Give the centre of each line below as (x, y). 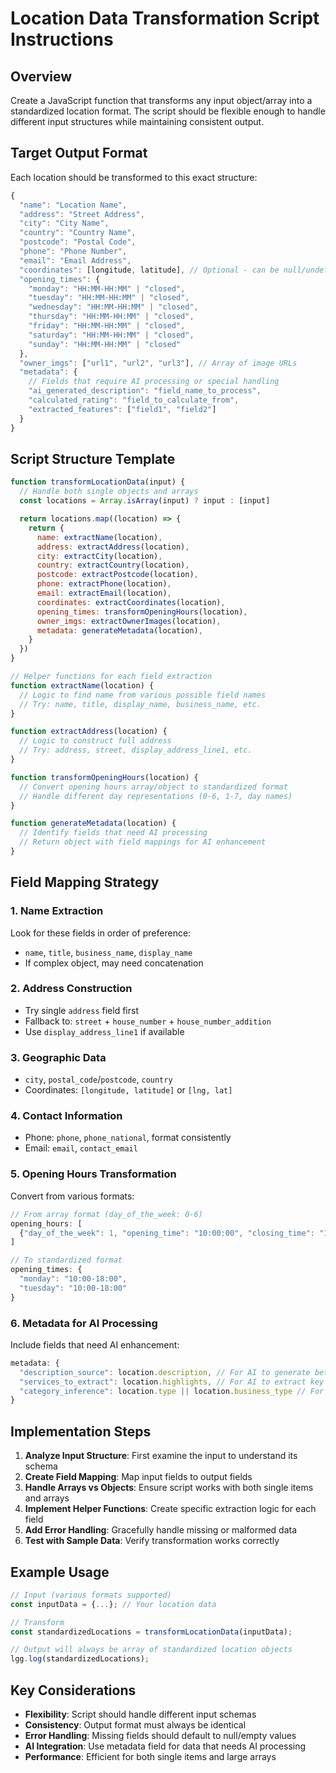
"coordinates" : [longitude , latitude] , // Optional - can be (149, 270)
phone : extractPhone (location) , (104, 584)
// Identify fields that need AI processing (113, 833)
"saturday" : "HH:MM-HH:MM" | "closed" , (111, 335)
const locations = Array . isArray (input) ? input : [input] (145, 501)
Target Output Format (79, 153)
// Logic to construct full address (95, 741)
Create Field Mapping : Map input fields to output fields (138, 1477)
